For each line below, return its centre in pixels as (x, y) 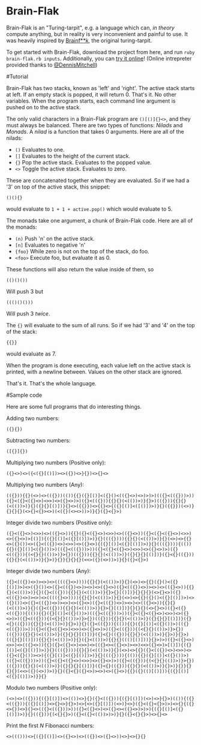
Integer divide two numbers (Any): (49, 571)
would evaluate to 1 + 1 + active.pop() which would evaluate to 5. (89, 209)
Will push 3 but (25, 291)
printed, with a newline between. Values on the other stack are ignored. (94, 372)
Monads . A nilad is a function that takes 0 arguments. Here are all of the (95, 131)
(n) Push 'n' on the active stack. (55, 238)
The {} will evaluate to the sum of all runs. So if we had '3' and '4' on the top (100, 325)
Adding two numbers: (33, 418)
